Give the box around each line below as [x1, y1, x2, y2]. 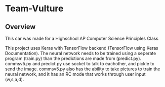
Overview [5, 23, 36, 31]
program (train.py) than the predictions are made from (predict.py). [5, 56, 142, 61]
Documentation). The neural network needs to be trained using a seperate [5, 50, 156, 56]
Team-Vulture [5, 3, 64, 14]
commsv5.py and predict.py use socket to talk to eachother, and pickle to [5, 61, 155, 66]
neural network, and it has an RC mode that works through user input [5, 71, 146, 77]
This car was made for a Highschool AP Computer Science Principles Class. [5, 35, 160, 41]
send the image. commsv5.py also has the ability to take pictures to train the [5, 66, 161, 72]
